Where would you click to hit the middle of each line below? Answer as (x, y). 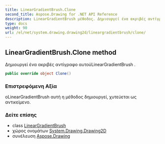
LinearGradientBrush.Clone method (61, 53)
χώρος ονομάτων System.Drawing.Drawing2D (59, 131)
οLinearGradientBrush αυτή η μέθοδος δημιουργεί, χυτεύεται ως (71, 97)
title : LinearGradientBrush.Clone (41, 10)
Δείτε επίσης (21, 115)
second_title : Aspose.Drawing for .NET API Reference (61, 14)
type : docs (16, 23)
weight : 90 (16, 28)
